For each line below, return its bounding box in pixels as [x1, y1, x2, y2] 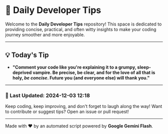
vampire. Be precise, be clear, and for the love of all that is [32, 69, 155, 75]
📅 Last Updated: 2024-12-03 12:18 [5, 92, 90, 99]
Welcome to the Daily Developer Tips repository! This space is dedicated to [5, 21, 162, 27]
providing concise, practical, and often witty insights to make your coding [5, 26, 156, 32]
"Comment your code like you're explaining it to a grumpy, [12, 64, 136, 70]
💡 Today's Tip [5, 51, 49, 59]
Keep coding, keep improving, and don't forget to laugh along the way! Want [5, 103, 162, 109]
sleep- [137, 64, 151, 70]
